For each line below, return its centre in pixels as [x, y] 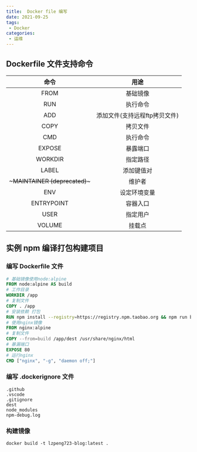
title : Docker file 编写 [37, 11]
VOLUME [50, 225]
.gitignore [19, 400]
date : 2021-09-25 [27, 17]
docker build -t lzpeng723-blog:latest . [57, 444]
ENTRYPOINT [50, 203]
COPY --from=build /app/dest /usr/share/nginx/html [70, 339]
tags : [13, 22]
